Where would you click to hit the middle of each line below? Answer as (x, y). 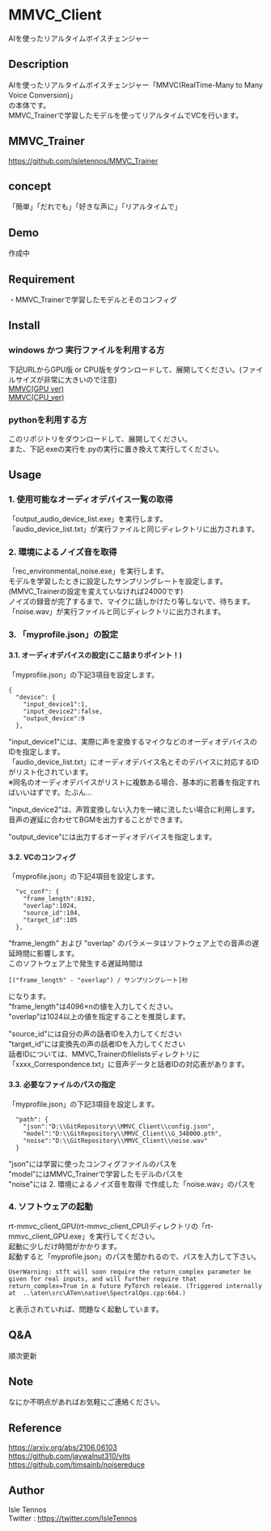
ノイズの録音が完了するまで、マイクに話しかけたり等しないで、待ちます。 (131, 601)
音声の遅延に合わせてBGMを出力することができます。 (98, 820)
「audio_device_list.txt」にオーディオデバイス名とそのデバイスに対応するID (134, 762)
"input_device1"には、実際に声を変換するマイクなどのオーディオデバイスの (133, 742)
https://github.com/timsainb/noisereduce (77, 1465)
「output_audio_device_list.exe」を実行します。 (88, 518)
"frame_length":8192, (59, 899)
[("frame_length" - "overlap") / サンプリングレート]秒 (98, 981)
